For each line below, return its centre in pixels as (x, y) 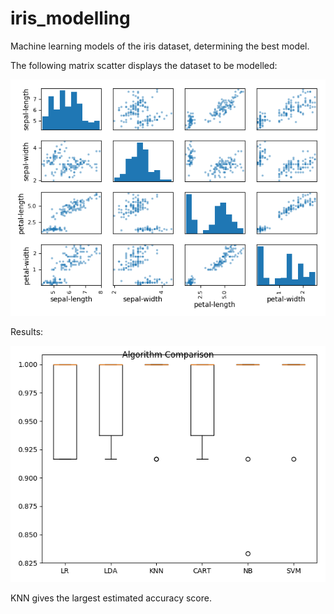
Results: (27, 331)
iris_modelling (70, 18)
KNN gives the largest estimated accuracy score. (111, 598)
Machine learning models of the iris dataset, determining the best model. (160, 46)
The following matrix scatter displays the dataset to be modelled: (144, 65)
